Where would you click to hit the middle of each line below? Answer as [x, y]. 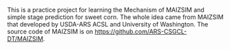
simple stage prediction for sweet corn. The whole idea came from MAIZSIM [115, 17]
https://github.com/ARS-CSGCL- [141, 31]
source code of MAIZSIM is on [50, 31]
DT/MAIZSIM [25, 39]
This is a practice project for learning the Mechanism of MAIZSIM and [106, 10]
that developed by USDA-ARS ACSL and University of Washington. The [108, 24]
